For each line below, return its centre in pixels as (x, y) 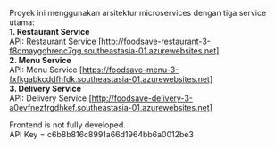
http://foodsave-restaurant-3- (156, 41)
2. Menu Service (40, 60)
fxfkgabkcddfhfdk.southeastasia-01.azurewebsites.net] (111, 79)
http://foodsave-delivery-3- (142, 98)
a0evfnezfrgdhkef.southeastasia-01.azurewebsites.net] (111, 107)
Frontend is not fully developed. (68, 125)
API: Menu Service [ (46, 70)
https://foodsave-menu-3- (130, 70)
